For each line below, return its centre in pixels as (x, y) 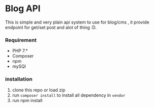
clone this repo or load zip (39, 90)
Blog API (23, 9)
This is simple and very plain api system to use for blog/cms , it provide (77, 22)
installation (19, 79)
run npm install (27, 100)
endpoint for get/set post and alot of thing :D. (51, 27)
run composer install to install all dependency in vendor (69, 95)
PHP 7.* (20, 51)
